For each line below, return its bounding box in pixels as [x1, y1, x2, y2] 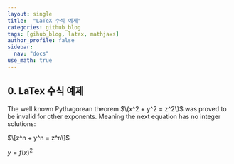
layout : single [7, 10, 53, 18]
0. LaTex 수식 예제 [7, 85, 84, 97]
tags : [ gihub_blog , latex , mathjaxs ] [7, 30, 119, 38]
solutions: [7, 119, 36, 128]
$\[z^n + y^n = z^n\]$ [7, 133, 70, 142]
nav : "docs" [14, 51, 50, 58]
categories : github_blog [7, 24, 81, 31]
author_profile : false [7, 37, 75, 44]
